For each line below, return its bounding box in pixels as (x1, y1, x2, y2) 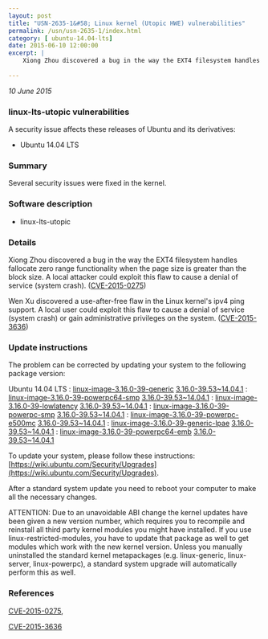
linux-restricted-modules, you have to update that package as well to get (8, 534, 249, 543)
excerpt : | (8, 49, 45, 57)
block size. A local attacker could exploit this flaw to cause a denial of (8, 272, 239, 281)
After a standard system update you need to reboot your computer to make (8, 484, 257, 494)
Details (8, 236, 37, 248)
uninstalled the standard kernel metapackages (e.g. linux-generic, (8, 551, 226, 560)
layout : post (8, 11, 52, 20)
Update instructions (8, 342, 88, 353)
